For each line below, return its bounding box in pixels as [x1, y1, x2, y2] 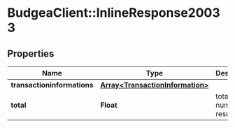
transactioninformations [10, 80, 94, 90]
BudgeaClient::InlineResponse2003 [7, 5, 220, 21]
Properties [7, 48, 55, 59]
